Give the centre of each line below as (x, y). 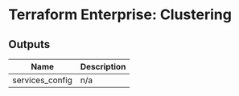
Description (103, 67)
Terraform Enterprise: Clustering (120, 15)
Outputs (29, 44)
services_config (42, 80)
